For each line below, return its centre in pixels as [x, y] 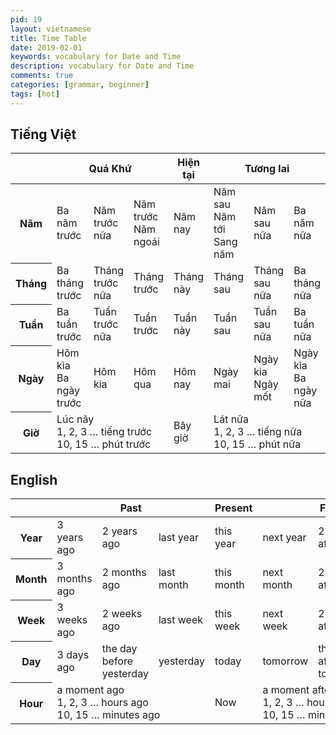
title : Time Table [48, 38]
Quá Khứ [110, 169]
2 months [124, 573]
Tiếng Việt [43, 134]
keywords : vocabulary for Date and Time [96, 57]
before [117, 661]
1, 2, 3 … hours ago [102, 703]
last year [178, 538]
